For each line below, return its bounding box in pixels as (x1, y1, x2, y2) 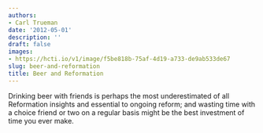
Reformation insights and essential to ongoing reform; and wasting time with (8, 99, 256, 109)
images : (8, 48, 34, 56)
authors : (8, 11, 37, 20)
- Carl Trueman (8, 19, 58, 27)
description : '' (8, 33, 61, 41)
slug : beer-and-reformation (8, 63, 101, 70)
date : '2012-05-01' (8, 26, 72, 34)
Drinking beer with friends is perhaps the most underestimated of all (8, 91, 230, 100)
